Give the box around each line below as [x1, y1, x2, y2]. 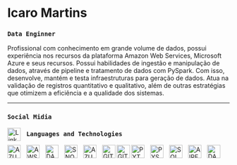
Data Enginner [7, 30, 56, 38]
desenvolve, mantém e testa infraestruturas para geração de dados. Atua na [7, 74, 229, 82]
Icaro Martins [7, 5, 87, 21]
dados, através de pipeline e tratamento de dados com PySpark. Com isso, [7, 67, 225, 75]
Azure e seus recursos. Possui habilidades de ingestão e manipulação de [7, 59, 220, 67]
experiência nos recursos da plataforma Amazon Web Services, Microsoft [7, 51, 222, 60]
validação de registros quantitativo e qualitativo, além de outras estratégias [7, 81, 226, 90]
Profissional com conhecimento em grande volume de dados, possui [7, 44, 207, 53]
